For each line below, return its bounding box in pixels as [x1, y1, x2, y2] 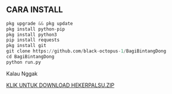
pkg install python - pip [6, 26, 65, 32]
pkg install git [6, 43, 46, 49]
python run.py [6, 59, 42, 65]
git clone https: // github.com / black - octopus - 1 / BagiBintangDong [6, 48, 167, 54]
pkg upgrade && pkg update [6, 20, 73, 26]
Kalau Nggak [6, 70, 37, 77]
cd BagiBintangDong [6, 54, 55, 60]
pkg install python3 [6, 32, 58, 37]
